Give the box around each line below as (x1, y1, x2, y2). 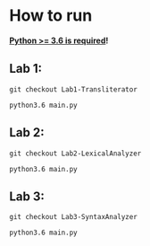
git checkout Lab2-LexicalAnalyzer (9, 149, 142, 158)
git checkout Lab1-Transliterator (9, 84, 138, 94)
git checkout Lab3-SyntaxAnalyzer (9, 213, 138, 222)
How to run (9, 5, 93, 26)
